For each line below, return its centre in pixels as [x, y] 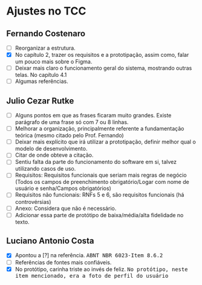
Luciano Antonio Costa [50, 241]
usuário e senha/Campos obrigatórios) [63, 188]
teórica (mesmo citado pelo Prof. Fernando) [69, 136]
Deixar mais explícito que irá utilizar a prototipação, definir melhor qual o [106, 142]
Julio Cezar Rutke [40, 101]
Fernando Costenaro [46, 34]
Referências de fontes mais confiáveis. [63, 262]
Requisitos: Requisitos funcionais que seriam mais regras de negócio [101, 175]
